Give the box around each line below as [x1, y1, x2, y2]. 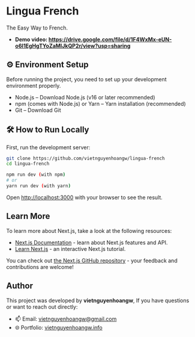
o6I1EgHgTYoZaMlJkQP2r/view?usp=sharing [14, 42, 131, 49]
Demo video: [14, 36, 48, 43]
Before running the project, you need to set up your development [6, 75, 167, 82]
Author [6, 281, 33, 291]
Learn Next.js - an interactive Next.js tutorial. [14, 245, 126, 252]
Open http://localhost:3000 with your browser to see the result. [6, 194, 163, 201]
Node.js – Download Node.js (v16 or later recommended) [14, 93, 155, 100]
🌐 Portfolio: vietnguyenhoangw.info [14, 324, 103, 331]
